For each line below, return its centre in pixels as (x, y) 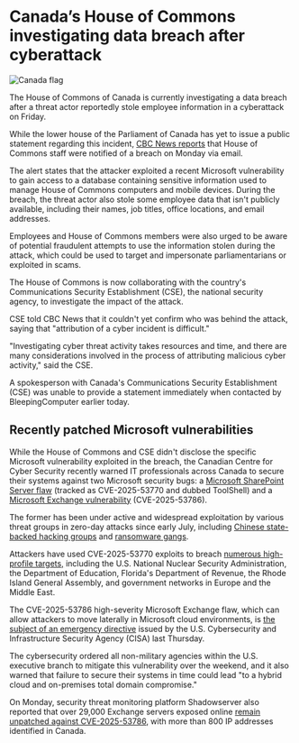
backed (23, 536)
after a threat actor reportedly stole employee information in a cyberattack (147, 106)
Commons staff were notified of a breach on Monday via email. (126, 153)
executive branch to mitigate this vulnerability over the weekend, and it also (149, 665)
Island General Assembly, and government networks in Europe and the (140, 582)
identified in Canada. (48, 730)
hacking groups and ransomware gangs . (114, 536)
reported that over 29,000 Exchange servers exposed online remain (135, 711)
